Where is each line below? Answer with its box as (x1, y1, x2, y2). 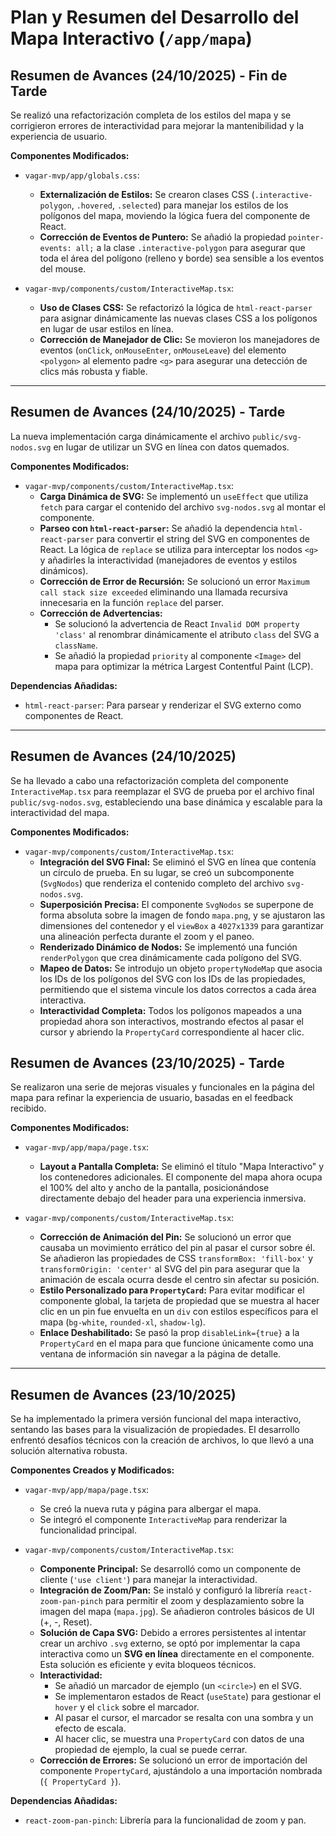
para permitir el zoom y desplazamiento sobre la (104, 1595, 305, 1607)
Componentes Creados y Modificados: (10, 1464, 175, 1476)
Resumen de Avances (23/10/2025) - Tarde (10, 1055, 285, 1072)
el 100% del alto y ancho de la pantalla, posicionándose (39, 1182, 270, 1194)
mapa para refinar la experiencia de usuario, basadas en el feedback (10, 1092, 294, 1104)
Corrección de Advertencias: (39, 607, 163, 619)
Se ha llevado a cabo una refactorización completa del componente (10, 774, 289, 786)
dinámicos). (39, 564, 89, 576)
